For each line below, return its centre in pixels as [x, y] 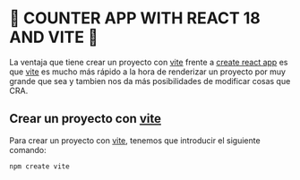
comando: [28, 150]
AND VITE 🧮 [54, 37]
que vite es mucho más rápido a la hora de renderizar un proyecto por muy [148, 72]
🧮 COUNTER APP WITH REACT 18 [135, 18]
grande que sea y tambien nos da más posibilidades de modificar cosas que [150, 81]
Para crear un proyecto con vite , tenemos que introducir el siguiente [135, 140]
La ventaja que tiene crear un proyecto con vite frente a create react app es [149, 62]
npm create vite [39, 166]
